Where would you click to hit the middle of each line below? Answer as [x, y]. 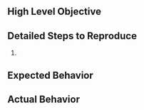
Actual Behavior [44, 99]
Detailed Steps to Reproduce [72, 36]
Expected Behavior [51, 75]
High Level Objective [55, 12]
